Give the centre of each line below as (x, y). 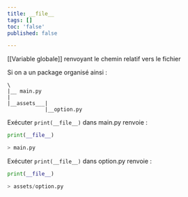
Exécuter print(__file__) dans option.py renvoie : (79, 161)
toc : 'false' (26, 26)
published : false (32, 33)
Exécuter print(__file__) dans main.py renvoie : (78, 123)
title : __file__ (31, 14)
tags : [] (20, 20)
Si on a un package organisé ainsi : (57, 72)
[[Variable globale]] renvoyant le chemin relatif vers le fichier (94, 59)
